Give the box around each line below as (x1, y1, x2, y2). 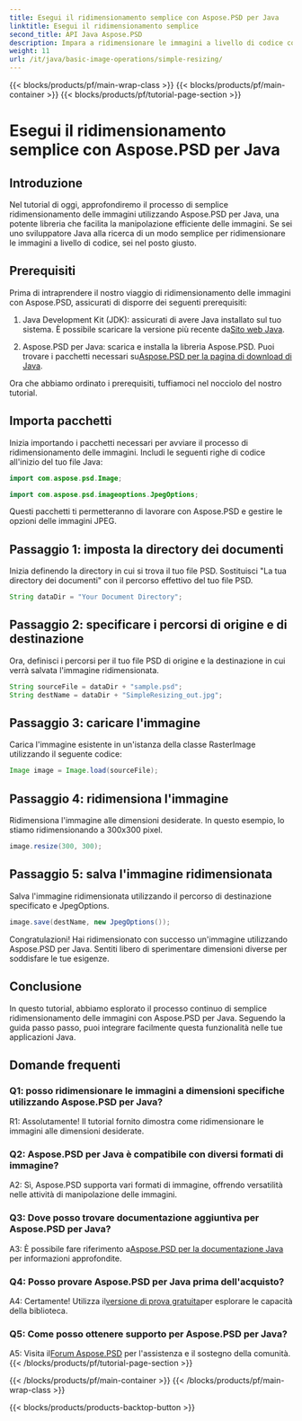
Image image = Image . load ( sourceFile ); (9, 766, 159, 776)
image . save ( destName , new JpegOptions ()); (9, 918, 171, 927)
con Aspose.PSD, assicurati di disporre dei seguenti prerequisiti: (9, 297, 247, 307)
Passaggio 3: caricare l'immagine (9, 715, 200, 731)
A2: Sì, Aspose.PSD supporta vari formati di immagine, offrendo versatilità (9, 1179, 283, 1191)
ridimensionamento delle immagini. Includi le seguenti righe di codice (9, 447, 266, 457)
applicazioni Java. (9, 1031, 76, 1043)
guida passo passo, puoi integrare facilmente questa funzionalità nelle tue (9, 1022, 283, 1033)
